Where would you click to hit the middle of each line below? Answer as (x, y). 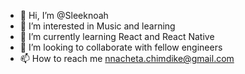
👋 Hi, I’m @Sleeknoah (64, 15)
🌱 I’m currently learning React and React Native (117, 36)
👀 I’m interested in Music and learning (97, 26)
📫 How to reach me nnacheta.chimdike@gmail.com (127, 58)
